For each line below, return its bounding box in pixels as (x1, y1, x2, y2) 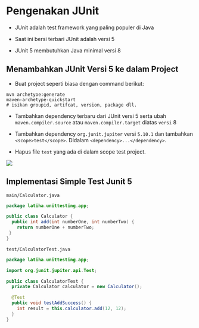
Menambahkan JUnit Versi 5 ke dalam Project (6, 64, 179, 74)
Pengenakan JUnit (6, 4, 99, 18)
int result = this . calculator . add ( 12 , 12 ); (17, 305, 127, 312)
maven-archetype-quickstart (6, 96, 76, 102)
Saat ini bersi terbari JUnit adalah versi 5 (14, 35, 115, 42)
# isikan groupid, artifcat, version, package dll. (6, 102, 137, 108)
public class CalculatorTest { (6, 278, 84, 284)
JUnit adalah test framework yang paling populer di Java (14, 24, 154, 31)
